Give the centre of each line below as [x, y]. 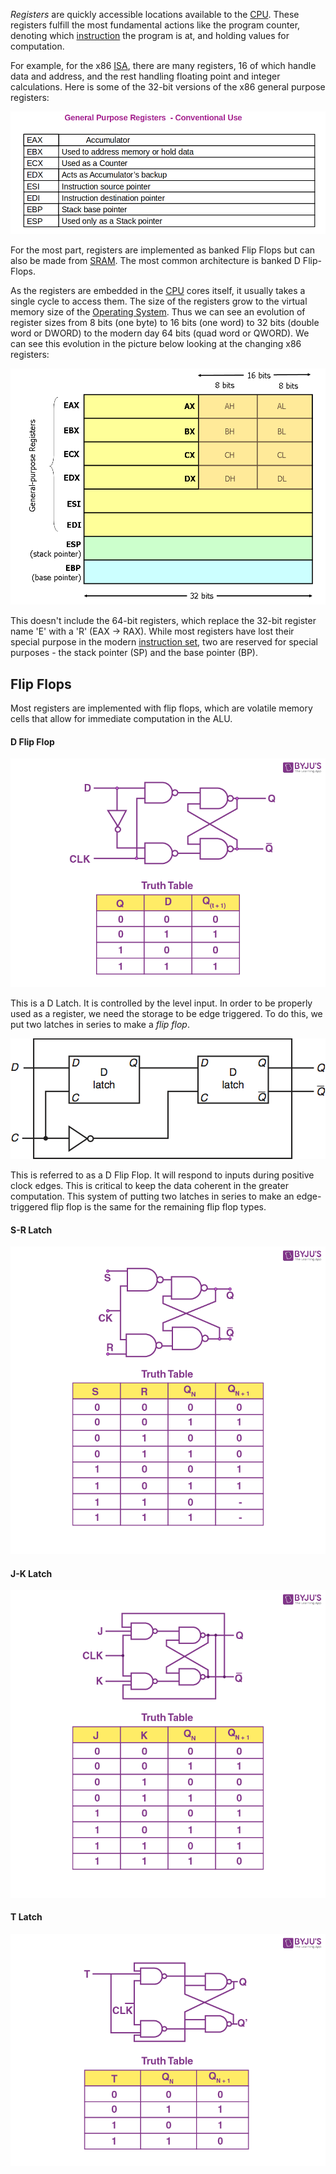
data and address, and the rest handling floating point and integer [145, 76]
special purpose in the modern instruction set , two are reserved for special [164, 642]
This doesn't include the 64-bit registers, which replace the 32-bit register [163, 621]
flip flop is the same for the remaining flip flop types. [158, 1207]
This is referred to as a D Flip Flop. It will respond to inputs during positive [162, 1175]
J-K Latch [31, 1573]
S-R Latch [31, 1230]
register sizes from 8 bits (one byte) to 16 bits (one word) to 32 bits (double [165, 323]
